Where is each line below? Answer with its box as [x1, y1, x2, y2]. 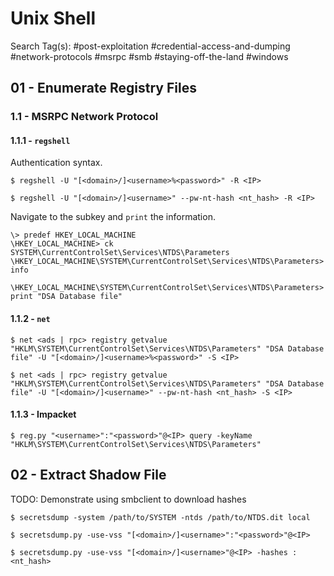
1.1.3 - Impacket [10, 408, 77, 421]
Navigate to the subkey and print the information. [10, 211, 216, 223]
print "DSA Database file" [10, 292, 123, 302]
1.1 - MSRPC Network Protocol [10, 110, 159, 124]
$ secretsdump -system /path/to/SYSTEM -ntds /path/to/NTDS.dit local [10, 512, 311, 522]
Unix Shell [10, 7, 97, 30]
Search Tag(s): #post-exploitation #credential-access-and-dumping [10, 40, 291, 52]
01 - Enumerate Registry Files [10, 80, 197, 97]
